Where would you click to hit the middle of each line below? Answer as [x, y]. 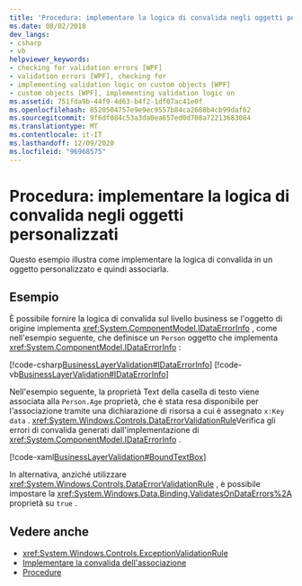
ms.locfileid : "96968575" [58, 151]
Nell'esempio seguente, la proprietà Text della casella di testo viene [134, 392]
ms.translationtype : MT [54, 127]
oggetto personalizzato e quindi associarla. [89, 269]
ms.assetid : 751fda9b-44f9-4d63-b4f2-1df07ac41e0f [106, 101]
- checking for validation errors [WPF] [86, 68]
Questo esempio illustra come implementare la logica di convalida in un [141, 259]
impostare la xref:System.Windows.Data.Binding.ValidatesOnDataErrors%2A [151, 494]
